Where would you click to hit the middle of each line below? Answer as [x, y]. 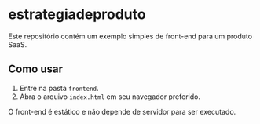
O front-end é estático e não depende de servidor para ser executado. [122, 111]
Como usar [36, 69]
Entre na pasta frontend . [59, 88]
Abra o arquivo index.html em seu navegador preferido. [110, 97]
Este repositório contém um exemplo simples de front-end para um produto [130, 36]
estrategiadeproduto [77, 15]
